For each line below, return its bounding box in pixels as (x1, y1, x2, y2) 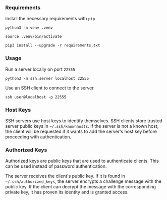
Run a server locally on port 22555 (5, 66, 76, 72)
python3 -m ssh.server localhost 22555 (5, 76, 89, 81)
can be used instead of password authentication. (5, 163, 107, 169)
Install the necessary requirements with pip (5, 16, 95, 22)
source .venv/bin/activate (5, 34, 62, 39)
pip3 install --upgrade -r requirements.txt (5, 43, 100, 48)
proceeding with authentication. (5, 133, 72, 140)
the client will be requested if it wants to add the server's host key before (5, 128, 157, 134)
